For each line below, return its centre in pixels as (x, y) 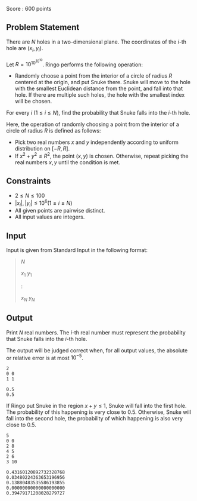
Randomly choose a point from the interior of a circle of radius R (93, 76)
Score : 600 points (29, 9)
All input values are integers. (50, 217)
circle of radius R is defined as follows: (54, 131)
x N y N (28, 298)
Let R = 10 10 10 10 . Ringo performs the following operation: (75, 63)
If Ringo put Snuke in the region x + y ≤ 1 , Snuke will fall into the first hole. (96, 406)
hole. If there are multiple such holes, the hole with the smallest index (100, 95)
